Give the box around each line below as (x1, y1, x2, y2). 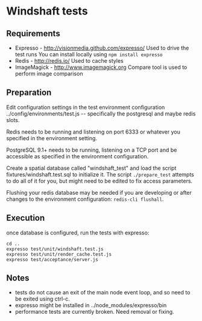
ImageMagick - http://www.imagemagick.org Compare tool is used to (14, 63, 188, 71)
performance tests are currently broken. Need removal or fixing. (14, 308, 174, 316)
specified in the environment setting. (6, 134, 98, 141)
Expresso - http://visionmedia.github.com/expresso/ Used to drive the (14, 44, 189, 51)
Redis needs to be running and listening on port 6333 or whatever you (6, 128, 181, 135)
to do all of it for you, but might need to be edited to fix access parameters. (6, 177, 193, 184)
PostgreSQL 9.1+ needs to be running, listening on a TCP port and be (6, 146, 177, 154)
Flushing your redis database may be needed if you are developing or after (6, 189, 192, 196)
